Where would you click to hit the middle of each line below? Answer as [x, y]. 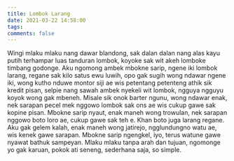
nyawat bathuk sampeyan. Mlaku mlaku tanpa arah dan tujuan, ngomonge [114, 142]
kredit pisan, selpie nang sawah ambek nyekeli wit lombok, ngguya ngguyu [116, 90]
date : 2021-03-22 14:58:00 [47, 20]
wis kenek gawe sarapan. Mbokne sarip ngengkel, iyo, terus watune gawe [114, 135]
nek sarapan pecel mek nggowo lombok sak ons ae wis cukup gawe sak [111, 105]
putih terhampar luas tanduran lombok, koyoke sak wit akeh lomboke [107, 61]
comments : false [31, 33]
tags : [15, 27]
